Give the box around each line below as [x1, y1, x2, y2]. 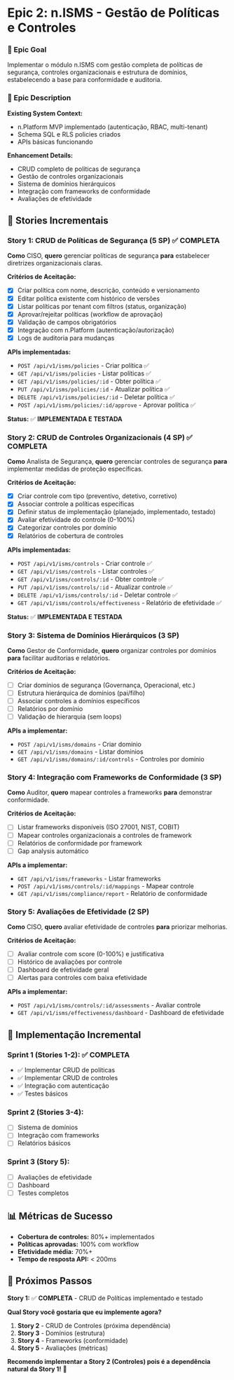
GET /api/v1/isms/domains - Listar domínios [17, 747, 144, 756]
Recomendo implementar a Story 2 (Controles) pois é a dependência [7, 1357, 211, 1365]
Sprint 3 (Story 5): [7, 1157, 70, 1167]
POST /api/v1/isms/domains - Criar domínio [17, 740, 142, 749]
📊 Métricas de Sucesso [7, 1210, 113, 1222]
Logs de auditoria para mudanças [17, 333, 115, 342]
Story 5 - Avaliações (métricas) [17, 1344, 109, 1352]
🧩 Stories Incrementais [7, 215, 109, 227]
